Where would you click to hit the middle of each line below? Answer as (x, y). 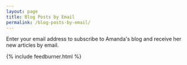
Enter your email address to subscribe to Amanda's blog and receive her (94, 39)
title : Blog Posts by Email (41, 17)
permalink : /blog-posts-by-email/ (49, 22)
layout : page (22, 11)
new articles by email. (32, 45)
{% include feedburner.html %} (44, 57)
